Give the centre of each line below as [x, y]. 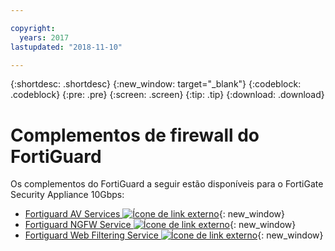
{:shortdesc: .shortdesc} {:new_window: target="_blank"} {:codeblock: [156, 84]
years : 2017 [44, 37]
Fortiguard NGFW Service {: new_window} [160, 225]
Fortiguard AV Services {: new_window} [154, 214]
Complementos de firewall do [135, 135]
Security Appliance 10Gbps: [67, 195]
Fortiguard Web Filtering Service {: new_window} [174, 235]
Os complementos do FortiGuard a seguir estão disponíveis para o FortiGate [167, 184]
